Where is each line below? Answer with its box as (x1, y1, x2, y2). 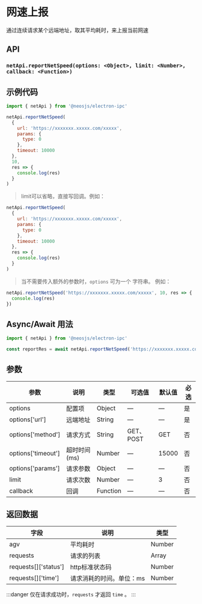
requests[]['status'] (9, 563, 65, 571)
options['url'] (9, 415, 46, 424)
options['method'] (9, 430, 61, 439)
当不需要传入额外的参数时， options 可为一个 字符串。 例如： (20, 278, 171, 285)
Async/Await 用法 (6, 319, 73, 329)
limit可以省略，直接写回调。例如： (20, 193, 105, 200)
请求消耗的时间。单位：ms (70, 574, 145, 582)
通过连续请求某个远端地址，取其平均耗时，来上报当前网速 (6, 26, 148, 34)
